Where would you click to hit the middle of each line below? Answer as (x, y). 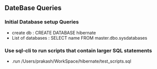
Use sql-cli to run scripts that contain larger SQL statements (78, 50)
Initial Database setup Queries (42, 22)
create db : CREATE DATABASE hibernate (54, 33)
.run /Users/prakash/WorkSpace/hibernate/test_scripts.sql (72, 61)
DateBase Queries (33, 8)
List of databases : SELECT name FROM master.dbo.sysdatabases (79, 38)
